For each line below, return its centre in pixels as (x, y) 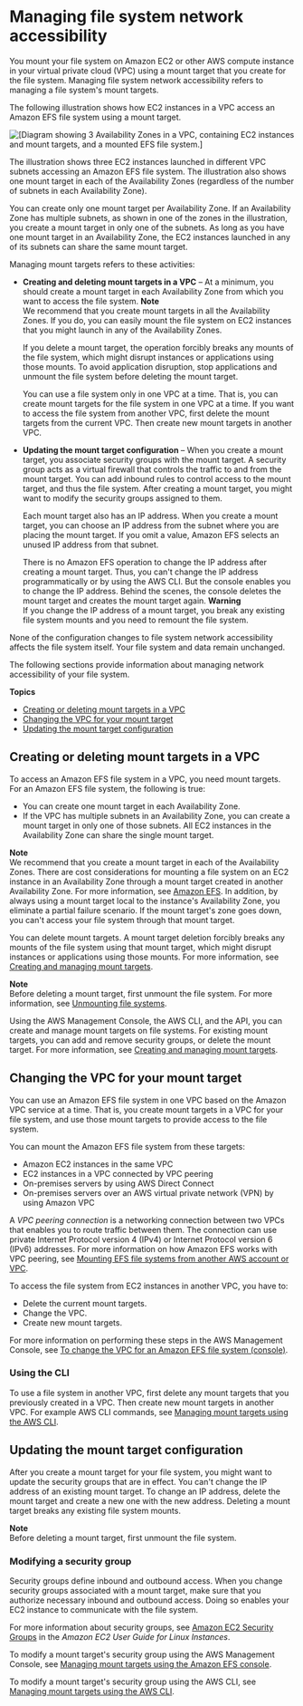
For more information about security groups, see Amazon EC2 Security (142, 1627)
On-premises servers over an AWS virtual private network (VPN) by (148, 1192)
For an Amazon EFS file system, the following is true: (108, 788)
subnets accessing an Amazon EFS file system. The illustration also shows (148, 171)
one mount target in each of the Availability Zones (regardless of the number (152, 181)
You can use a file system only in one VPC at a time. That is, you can (150, 394)
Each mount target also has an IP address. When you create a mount (150, 516)
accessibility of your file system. (70, 674)
